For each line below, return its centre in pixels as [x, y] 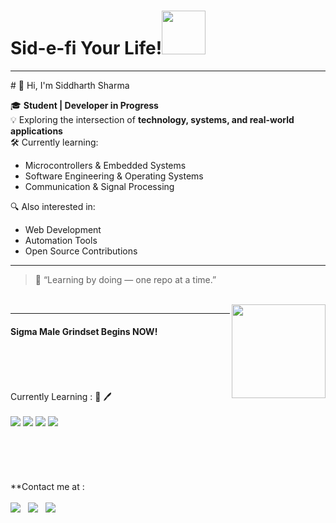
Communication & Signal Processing [99, 186]
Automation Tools [61, 240]
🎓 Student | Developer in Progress [84, 105]
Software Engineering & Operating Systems [114, 176]
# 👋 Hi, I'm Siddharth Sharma [70, 85]
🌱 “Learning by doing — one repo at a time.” [125, 279]
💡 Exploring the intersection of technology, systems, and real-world [152, 119]
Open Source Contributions [81, 251]
